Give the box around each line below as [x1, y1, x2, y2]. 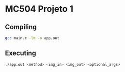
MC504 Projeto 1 [5, 3, 74, 15]
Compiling [5, 23, 37, 31]
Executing [5, 49, 36, 57]
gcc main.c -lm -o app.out [5, 36, 60, 40]
